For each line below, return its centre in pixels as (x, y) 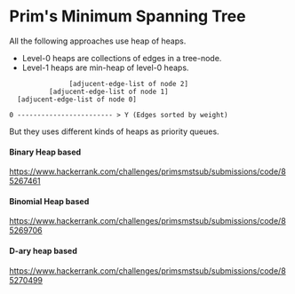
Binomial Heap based (49, 201)
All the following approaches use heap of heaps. (98, 41)
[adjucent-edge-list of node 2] (129, 83)
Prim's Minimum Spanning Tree (128, 16)
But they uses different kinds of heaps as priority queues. (114, 131)
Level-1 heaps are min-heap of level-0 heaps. (105, 68)
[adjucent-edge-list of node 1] (108, 91)
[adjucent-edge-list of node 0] (77, 99)
